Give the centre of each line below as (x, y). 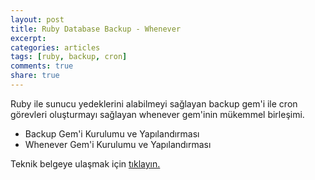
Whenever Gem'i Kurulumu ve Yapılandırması (118, 144)
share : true (35, 76)
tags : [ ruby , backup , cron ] (69, 57)
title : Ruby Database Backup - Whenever (96, 29)
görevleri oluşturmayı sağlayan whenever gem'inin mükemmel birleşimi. (157, 114)
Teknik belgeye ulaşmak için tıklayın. (85, 163)
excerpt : (28, 38)
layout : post (37, 19)
